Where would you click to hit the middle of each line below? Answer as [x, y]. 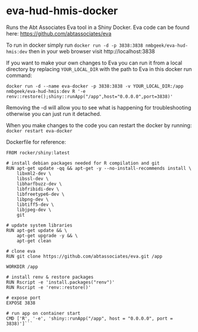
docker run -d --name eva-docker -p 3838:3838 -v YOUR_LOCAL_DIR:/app [95, 86]
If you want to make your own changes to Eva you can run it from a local [94, 63]
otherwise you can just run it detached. [54, 114]
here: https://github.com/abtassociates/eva [59, 33]
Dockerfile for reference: [36, 142]
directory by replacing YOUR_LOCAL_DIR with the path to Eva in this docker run [99, 69]
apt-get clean [34, 241]
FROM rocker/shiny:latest [38, 153]
